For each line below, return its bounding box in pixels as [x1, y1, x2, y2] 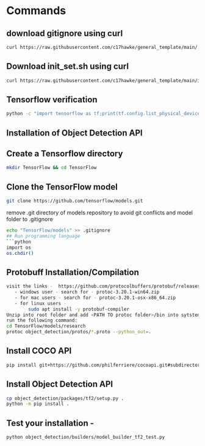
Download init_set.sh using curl [6, 61, 129, 72]
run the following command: [6, 317, 78, 323]
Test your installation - [6, 418, 95, 428]
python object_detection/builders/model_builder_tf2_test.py [6, 434, 165, 440]
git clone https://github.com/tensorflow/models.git [6, 198, 143, 204]
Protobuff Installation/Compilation [6, 267, 139, 278]
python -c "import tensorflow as [6, 111, 92, 117]
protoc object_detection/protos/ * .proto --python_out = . [6, 329, 151, 335]
